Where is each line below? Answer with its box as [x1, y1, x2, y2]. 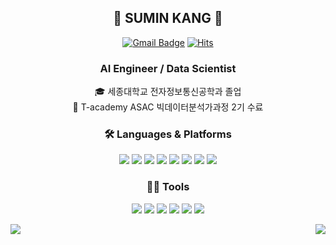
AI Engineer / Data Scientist [99, 61, 237, 75]
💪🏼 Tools [146, 180, 190, 194]
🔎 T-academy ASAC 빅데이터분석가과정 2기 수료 [72, 101, 264, 113]
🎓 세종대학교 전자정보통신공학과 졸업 [94, 86, 242, 98]
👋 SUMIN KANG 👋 [113, 10, 223, 27]
